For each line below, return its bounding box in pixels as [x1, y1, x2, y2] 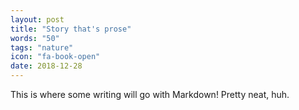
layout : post [10, 14, 65, 25]
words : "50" [10, 33, 60, 43]
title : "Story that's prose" [10, 24, 132, 34]
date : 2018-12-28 [10, 61, 83, 71]
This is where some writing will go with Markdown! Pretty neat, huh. [10, 89, 290, 100]
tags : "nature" [10, 42, 74, 53]
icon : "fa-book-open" [10, 52, 101, 62]
